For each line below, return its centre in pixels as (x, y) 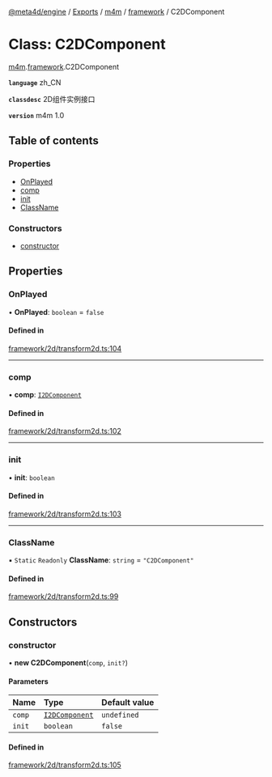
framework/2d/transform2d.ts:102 (65, 431)
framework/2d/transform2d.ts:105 (65, 765)
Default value (127, 703)
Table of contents (53, 141)
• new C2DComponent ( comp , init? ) (68, 662)
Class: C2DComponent (87, 45)
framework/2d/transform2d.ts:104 (65, 348)
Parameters (28, 681)
